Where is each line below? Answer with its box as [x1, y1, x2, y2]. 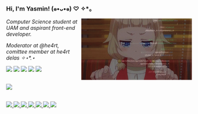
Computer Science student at [6, 18, 78, 25]
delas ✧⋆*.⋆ [6, 54, 35, 61]
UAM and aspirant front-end [6, 25, 75, 32]
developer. [6, 30, 32, 38]
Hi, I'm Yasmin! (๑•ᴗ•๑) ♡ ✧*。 [6, 4, 95, 12]
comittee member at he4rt [6, 48, 70, 56]
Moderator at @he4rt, [6, 42, 60, 49]
